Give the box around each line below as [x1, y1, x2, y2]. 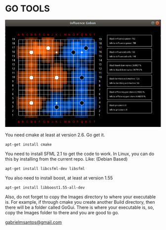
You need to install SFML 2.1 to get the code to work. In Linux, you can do [5, 151, 155, 157]
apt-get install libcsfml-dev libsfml [5, 167, 85, 172]
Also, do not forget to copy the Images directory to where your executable [5, 194, 156, 200]
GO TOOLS [5, 3, 50, 14]
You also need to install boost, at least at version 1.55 [5, 175, 113, 181]
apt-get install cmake [5, 142, 52, 147]
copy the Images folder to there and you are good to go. [5, 210, 120, 216]
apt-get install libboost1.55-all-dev [5, 185, 85, 190]
